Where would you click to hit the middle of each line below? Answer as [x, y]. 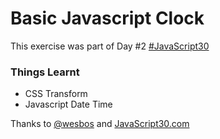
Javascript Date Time [68, 104]
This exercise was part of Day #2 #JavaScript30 [110, 46]
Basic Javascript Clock [107, 18]
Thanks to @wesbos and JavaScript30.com [100, 124]
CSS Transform [56, 94]
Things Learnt [45, 72]
